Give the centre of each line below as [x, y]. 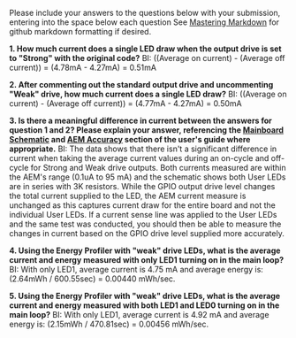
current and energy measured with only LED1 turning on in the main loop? [147, 260]
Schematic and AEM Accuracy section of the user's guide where [130, 139]
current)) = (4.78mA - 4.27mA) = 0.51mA [83, 67]
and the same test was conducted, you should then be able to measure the [145, 224]
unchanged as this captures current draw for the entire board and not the [143, 205]
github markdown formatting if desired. [80, 31]
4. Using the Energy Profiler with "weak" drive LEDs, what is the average [145, 250]
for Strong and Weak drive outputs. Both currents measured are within [158, 168]
